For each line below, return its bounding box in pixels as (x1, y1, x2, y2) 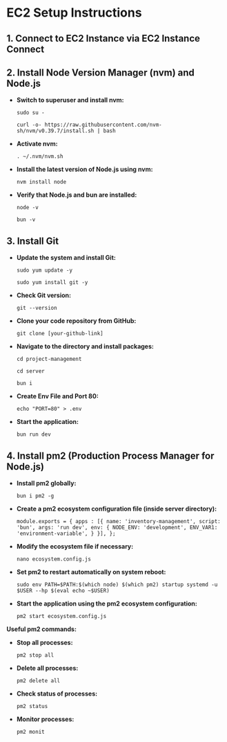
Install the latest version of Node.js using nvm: (16, 165, 153, 174)
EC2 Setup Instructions (6, 5, 142, 21)
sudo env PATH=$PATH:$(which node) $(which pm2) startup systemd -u (16, 581, 218, 588)
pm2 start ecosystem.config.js (16, 613, 107, 620)
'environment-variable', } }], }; (16, 530, 116, 538)
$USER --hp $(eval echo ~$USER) (16, 588, 110, 594)
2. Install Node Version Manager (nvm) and (6, 67, 195, 78)
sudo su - (16, 109, 46, 116)
